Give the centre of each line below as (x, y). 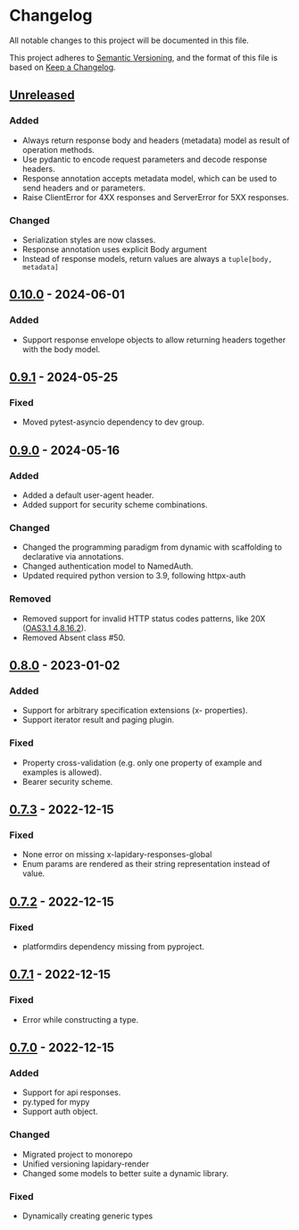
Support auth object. (60, 1112)
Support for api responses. (71, 1092)
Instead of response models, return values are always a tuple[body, (147, 258)
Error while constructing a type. (80, 1019)
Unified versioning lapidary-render (86, 1164)
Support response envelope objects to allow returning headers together (154, 340)
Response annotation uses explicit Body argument (114, 249)
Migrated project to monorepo (78, 1154)
